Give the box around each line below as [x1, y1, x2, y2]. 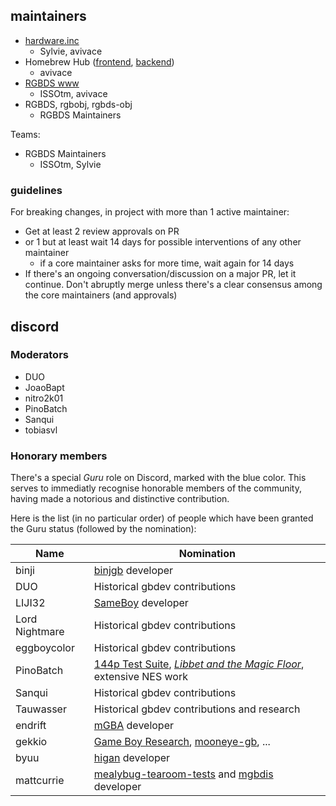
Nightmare [15, 625, 65, 639]
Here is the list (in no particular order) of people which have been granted [10, 512, 314, 524]
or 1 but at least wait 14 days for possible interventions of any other [24, 236, 302, 248]
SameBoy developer [93, 596, 189, 610]
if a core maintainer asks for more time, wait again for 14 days [39, 257, 295, 269]
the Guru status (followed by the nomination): [10, 523, 197, 535]
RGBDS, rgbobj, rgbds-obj [24, 98, 133, 110]
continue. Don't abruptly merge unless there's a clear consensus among [24, 279, 323, 291]
